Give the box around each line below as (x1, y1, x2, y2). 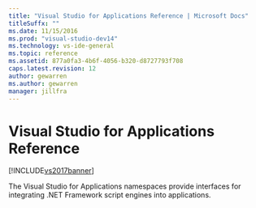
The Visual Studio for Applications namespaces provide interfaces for (8, 181, 241, 191)
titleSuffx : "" (8, 19, 60, 28)
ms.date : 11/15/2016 (8, 27, 79, 35)
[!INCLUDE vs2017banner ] (8, 166, 95, 176)
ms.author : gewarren (8, 79, 79, 87)
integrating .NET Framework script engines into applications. (8, 190, 211, 200)
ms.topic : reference (8, 49, 79, 57)
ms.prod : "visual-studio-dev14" (8, 34, 118, 43)
